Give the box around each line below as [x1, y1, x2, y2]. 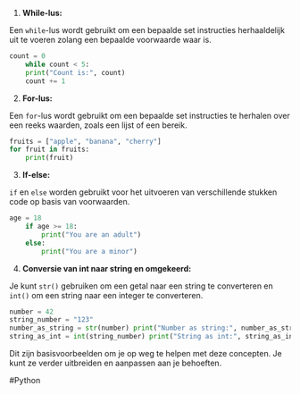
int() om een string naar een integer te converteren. [9, 289, 204, 300]
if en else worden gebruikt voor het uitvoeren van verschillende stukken [9, 187, 278, 197]
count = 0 [9, 52, 46, 61]
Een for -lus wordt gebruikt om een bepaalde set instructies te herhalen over [9, 110, 290, 121]
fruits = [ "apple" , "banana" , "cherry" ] [9, 137, 162, 146]
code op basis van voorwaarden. [9, 197, 130, 207]
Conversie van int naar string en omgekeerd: [21, 263, 192, 273]
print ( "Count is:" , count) [25, 68, 126, 77]
